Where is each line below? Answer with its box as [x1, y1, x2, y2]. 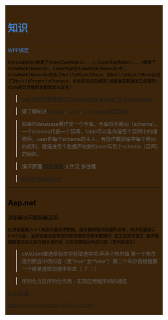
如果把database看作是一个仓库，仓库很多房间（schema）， [21, 121, 160, 128]
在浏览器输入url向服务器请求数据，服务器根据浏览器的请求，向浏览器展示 [7, 227, 156, 232]
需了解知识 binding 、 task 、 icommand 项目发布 [21, 108, 129, 115]
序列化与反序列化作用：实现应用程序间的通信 [21, 278, 127, 285]
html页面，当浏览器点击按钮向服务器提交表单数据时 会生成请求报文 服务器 [7, 233, 159, 239]
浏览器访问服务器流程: [7, 214, 59, 221]
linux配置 [7, 290, 29, 297]
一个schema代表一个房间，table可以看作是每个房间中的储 [21, 128, 157, 135]
